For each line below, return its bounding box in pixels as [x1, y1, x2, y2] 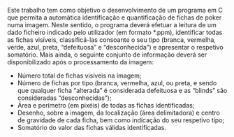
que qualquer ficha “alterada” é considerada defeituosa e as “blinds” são [17, 87, 228, 94]
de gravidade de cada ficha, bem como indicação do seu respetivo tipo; [17, 116, 225, 124]
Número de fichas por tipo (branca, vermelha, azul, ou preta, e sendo [17, 79, 217, 87]
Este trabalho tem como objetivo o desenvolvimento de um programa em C [7, 6, 224, 14]
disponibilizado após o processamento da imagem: [7, 58, 154, 66]
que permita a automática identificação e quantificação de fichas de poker [7, 13, 222, 22]
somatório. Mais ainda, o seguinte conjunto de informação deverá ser [7, 50, 207, 59]
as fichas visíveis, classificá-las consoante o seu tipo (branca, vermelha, [7, 36, 217, 44]
